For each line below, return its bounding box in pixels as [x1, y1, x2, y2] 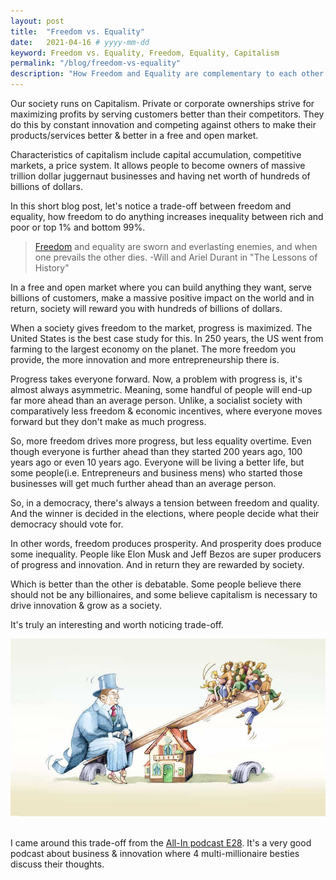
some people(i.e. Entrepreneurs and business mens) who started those [10, 467, 303, 479]
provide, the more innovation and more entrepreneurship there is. [10, 354, 280, 365]
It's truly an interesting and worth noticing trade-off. [10, 619, 224, 630]
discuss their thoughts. [10, 858, 105, 870]
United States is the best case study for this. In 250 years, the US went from [10, 333, 324, 344]
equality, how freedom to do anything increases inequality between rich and [10, 211, 324, 222]
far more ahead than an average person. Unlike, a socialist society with [10, 395, 303, 406]
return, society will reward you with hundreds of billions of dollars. [10, 303, 283, 314]
